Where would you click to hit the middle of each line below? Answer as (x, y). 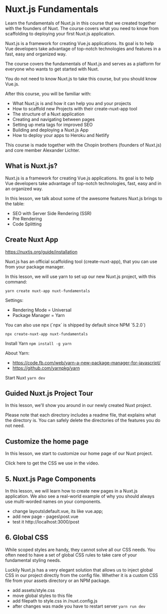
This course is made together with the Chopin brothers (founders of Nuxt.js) (83, 145)
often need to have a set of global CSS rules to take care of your (71, 555)
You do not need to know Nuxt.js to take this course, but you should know (81, 78)
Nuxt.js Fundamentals (52, 9)
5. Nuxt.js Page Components (51, 479)
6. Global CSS (27, 538)
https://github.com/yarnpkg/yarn (46, 368)
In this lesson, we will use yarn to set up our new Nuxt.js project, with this (81, 276)
